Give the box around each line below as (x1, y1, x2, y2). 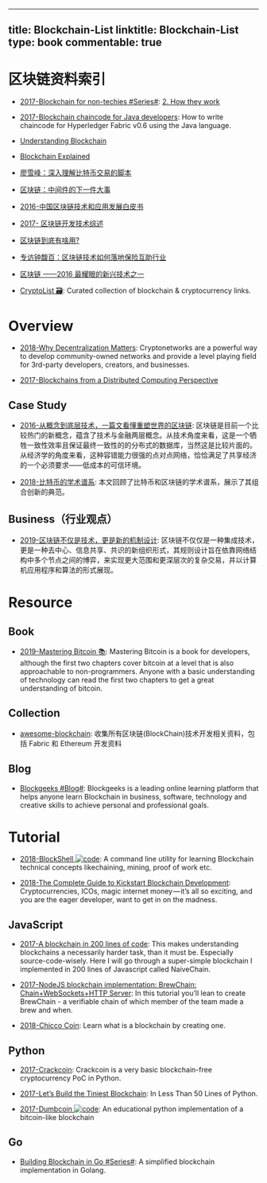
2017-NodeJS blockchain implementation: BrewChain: (19, 980, 197, 990)
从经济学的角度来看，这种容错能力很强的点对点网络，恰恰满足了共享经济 (19, 450, 257, 460)
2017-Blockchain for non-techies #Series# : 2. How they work (19, 97, 220, 107)
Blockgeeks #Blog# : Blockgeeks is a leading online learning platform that (19, 783, 259, 792)
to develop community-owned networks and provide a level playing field (19, 352, 257, 361)
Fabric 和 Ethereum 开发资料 (29, 738, 122, 748)
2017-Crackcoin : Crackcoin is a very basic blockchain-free (19, 1065, 213, 1075)
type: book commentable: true (8, 36, 163, 49)
